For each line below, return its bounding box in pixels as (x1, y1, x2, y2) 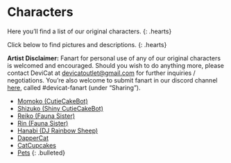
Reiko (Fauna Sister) (17, 112, 75, 120)
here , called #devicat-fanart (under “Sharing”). (7, 83, 141, 92)
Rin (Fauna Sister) (17, 119, 69, 127)
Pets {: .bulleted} (17, 148, 66, 157)
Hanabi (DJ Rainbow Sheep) (17, 126, 99, 135)
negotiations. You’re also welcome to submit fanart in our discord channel (7, 76, 218, 84)
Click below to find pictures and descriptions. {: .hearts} (7, 40, 167, 49)
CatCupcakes (17, 141, 57, 149)
